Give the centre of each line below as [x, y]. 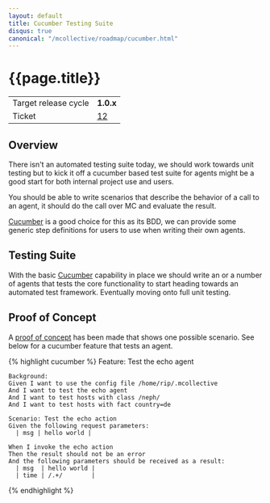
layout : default [35, 16]
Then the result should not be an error [77, 454]
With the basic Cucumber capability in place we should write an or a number [135, 275]
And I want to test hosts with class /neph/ [84, 397]
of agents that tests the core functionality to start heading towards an [124, 283]
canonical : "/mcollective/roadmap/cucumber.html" [93, 38]
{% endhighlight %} [41, 490]
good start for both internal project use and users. [91, 182]
